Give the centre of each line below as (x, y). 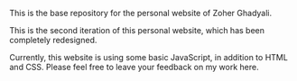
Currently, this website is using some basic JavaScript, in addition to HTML (149, 57)
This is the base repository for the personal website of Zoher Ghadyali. (141, 13)
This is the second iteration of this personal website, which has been (137, 30)
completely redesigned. (53, 40)
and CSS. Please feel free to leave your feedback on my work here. (134, 67)
